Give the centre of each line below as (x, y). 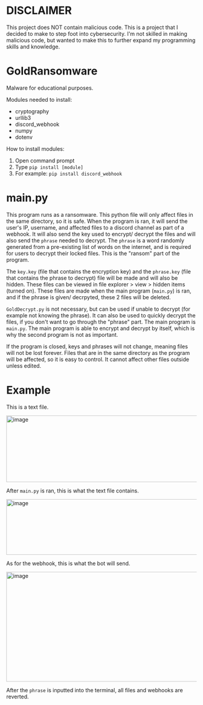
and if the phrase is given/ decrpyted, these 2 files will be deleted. (89, 297)
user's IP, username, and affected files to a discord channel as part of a (95, 227)
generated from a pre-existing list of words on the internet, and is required (99, 247)
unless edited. (24, 366)
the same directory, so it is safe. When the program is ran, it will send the (97, 221)
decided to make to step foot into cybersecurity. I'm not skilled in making (97, 33)
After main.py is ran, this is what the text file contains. (72, 491)
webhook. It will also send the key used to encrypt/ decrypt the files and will (101, 234)
